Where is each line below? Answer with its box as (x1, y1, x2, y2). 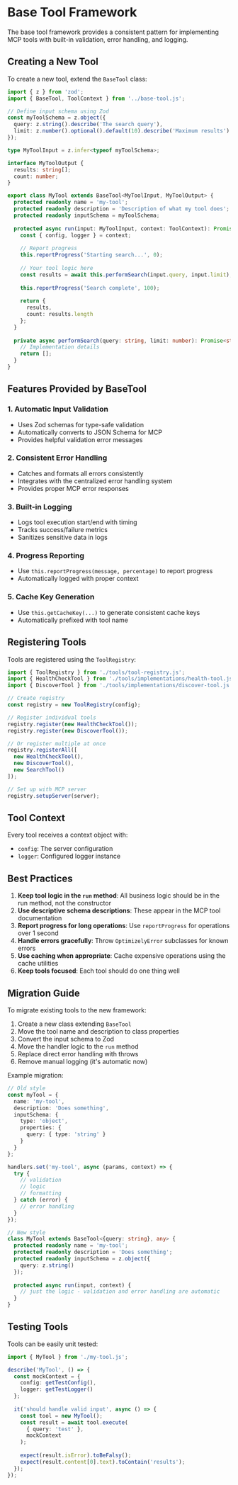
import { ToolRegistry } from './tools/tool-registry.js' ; (7, 669, 186, 676)
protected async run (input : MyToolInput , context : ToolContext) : (13, 225, 211, 232)
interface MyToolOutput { (7, 159, 84, 166)
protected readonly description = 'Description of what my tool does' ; (13, 205, 230, 213)
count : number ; (13, 173, 59, 180)
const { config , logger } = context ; (20, 232, 132, 239)
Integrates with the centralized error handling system (17, 476, 173, 485)
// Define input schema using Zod (7, 108, 110, 115)
